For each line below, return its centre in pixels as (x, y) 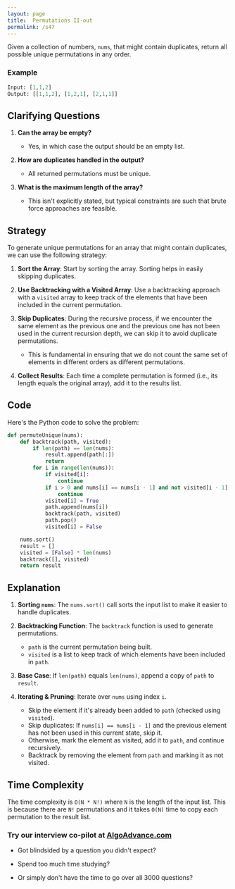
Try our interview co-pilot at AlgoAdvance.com (90, 835)
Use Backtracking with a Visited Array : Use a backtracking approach (119, 290)
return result (40, 566)
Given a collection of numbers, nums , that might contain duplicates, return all (117, 47)
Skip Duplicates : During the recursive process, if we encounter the (115, 318)
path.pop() (61, 521)
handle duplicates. (44, 612)
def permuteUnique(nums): (45, 435)
